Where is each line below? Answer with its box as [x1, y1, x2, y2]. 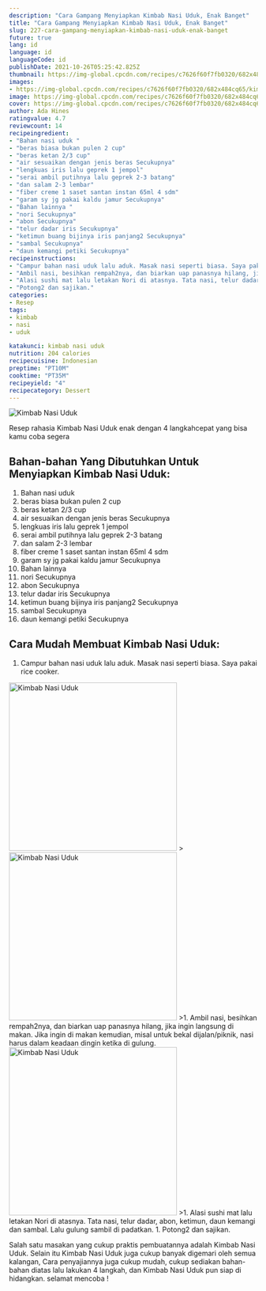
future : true [9, 33, 52, 42]
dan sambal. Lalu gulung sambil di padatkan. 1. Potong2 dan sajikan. [9, 1225, 231, 1234]
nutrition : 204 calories [9, 350, 91, 358]
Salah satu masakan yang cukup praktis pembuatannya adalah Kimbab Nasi [9, 1240, 256, 1249]
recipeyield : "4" [9, 379, 66, 387]
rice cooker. [20, 666, 60, 676]
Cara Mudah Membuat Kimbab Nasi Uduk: [9, 637, 220, 651]
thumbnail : [9, 70, 45, 78]
